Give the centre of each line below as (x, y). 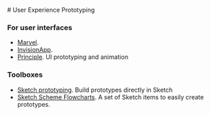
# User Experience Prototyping (51, 10)
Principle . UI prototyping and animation (73, 57)
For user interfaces (40, 27)
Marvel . (28, 42)
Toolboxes (25, 75)
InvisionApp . (35, 50)
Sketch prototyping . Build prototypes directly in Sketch (95, 90)
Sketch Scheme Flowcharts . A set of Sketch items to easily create (110, 97)
